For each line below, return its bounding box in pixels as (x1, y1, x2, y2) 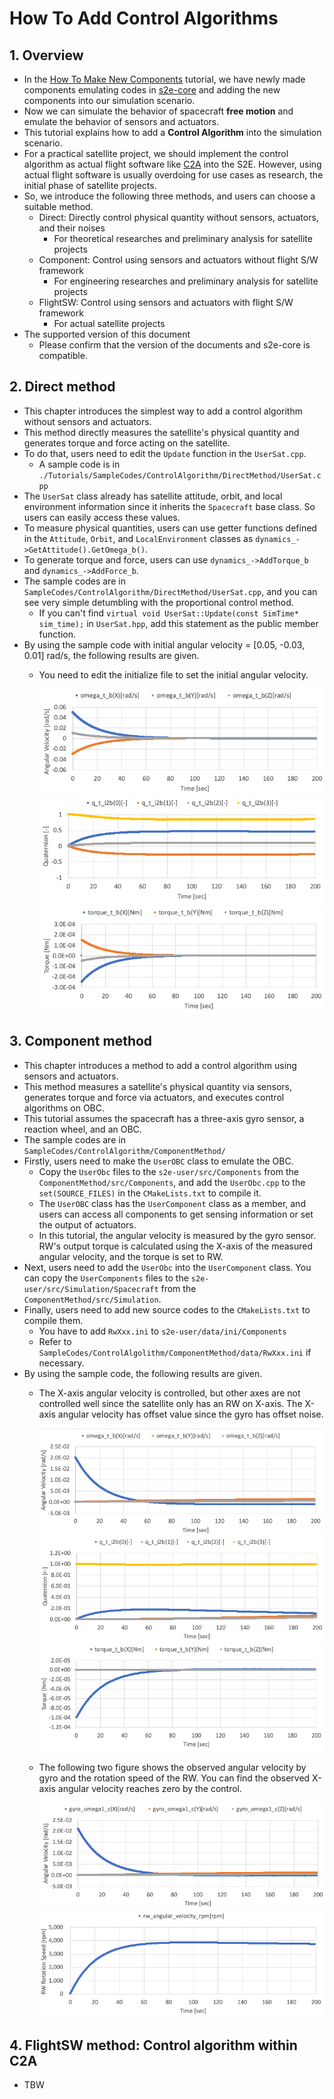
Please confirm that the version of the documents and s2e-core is (38, 339, 311, 351)
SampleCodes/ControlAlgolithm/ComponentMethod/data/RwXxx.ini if (38, 1346, 312, 1358)
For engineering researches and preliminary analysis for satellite (53, 275, 319, 287)
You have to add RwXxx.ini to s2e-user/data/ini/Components (38, 1325, 287, 1337)
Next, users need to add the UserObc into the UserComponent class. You (23, 1261, 312, 1273)
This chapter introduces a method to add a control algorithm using (23, 1059, 297, 1071)
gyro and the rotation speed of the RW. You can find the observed (38, 1772, 311, 1784)
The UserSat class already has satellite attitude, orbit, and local (23, 490, 283, 502)
